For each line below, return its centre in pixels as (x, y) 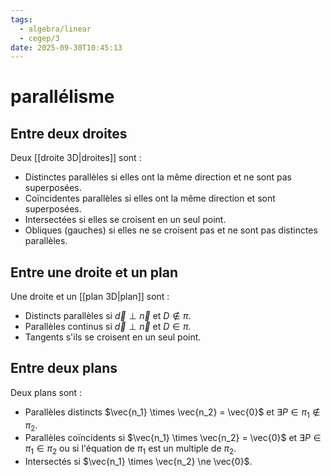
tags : (21, 19)
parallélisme (62, 97)
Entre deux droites (69, 133)
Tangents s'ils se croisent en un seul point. (113, 337)
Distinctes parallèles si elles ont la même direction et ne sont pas (158, 177)
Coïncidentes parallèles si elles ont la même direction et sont (150, 198)
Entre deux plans (64, 368)
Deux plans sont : (46, 392)
